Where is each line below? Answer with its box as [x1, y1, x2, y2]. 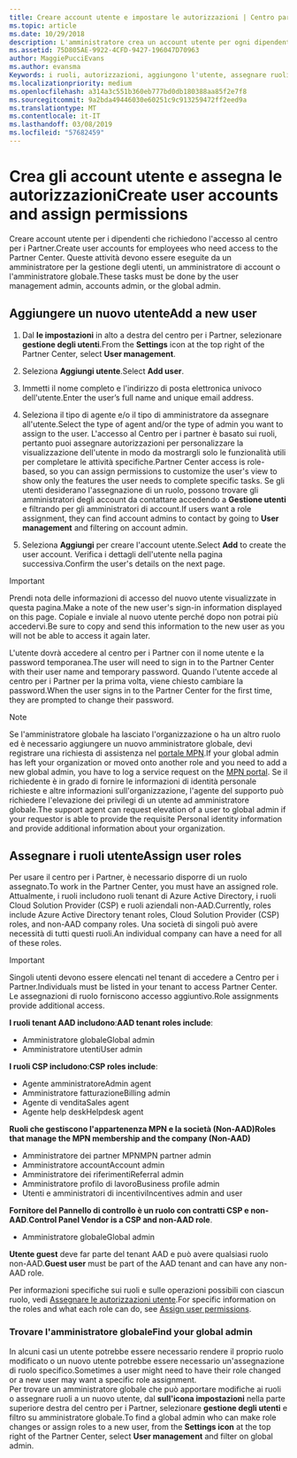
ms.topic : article [9, 21, 77, 30]
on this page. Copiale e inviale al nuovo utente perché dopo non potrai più [9, 611, 278, 622]
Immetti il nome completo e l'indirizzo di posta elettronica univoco [21, 383, 263, 393]
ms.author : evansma [9, 63, 81, 72]
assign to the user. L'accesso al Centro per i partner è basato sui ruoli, [21, 428, 278, 438]
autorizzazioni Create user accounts [9, 185, 278, 206]
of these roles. [9, 938, 62, 949]
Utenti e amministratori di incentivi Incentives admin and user [21, 1188, 243, 1198]
